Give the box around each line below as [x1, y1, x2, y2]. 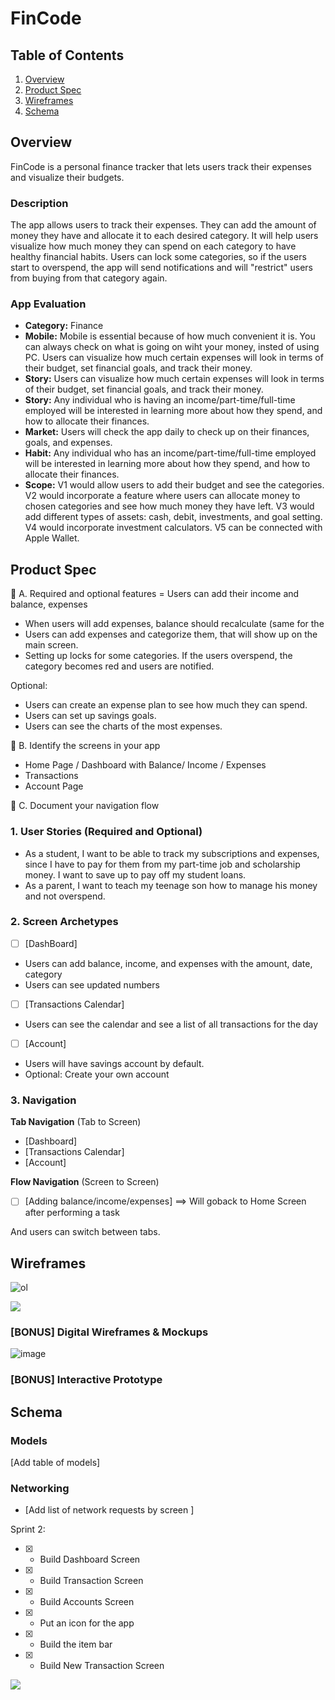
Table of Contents [10, 47, 125, 64]
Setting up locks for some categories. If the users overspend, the [24, 650, 293, 662]
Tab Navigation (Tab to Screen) [10, 1116, 142, 1128]
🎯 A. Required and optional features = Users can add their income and [10, 588, 300, 600]
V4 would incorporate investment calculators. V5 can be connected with [24, 522, 323, 534]
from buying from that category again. [10, 272, 168, 284]
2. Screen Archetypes [10, 915, 119, 929]
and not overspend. [24, 890, 106, 902]
